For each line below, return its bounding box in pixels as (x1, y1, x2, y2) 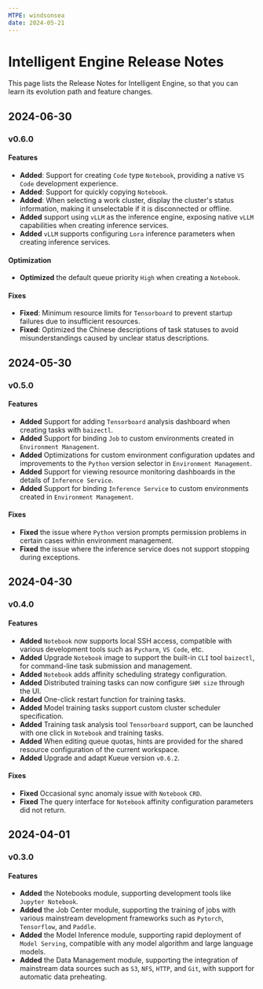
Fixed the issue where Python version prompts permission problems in (19, 528, 247, 537)
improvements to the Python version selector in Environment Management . (19, 458, 253, 468)
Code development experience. (19, 179, 119, 188)
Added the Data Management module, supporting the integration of (19, 955, 239, 965)
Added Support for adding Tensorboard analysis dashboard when (19, 416, 230, 426)
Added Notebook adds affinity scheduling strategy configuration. (19, 670, 228, 679)
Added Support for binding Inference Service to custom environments (19, 483, 249, 493)
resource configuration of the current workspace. (19, 744, 181, 754)
